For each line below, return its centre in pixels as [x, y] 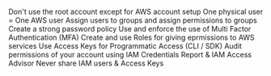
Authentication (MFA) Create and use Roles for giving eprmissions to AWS [131, 37]
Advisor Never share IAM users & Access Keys [86, 63]
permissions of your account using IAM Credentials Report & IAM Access [130, 55]
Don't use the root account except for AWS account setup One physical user [136, 12]
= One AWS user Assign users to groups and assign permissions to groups [133, 20]
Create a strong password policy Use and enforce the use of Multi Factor [130, 29]
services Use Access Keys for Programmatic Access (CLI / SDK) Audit [125, 46]
